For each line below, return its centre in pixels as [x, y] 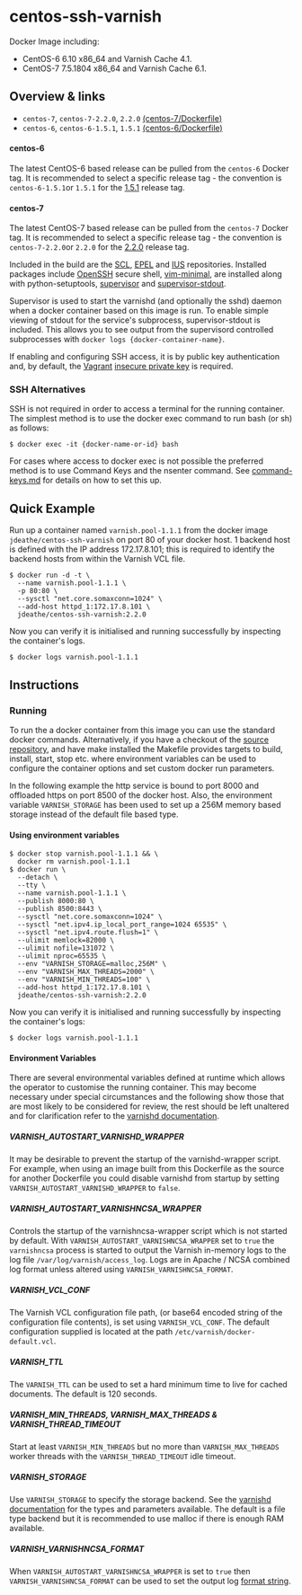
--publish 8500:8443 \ [60, 909]
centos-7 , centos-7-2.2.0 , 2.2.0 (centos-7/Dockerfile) [122, 118]
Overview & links [58, 97]
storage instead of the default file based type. [94, 814]
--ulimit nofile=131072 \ [66, 948]
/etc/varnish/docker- [215, 1333]
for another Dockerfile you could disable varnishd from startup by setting [145, 1178]
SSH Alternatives [48, 390]
